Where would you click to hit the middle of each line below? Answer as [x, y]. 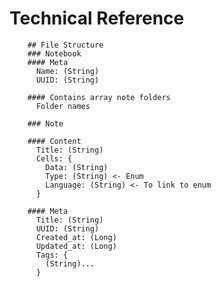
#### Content [54, 141]
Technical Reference [97, 18]
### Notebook [54, 53]
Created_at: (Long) [76, 237]
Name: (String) [67, 71]
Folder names [63, 106]
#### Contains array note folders [99, 97]
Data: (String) [77, 167]
